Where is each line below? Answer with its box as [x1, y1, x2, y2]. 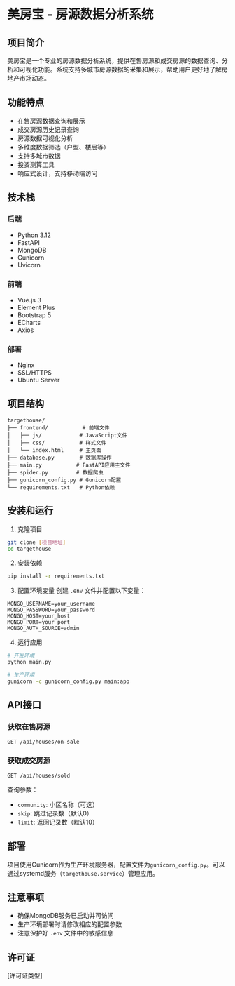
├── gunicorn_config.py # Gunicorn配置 [7, 477, 122, 484]
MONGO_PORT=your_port [7, 619, 71, 626]
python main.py [7, 659, 52, 666]
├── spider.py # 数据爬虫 [7, 469, 104, 476]
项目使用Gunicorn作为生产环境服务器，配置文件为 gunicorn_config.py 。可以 [7, 860, 225, 869]
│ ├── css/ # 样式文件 [7, 439, 107, 446]
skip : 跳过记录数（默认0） [17, 808, 93, 818]
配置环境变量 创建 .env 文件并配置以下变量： [17, 587, 146, 595]
